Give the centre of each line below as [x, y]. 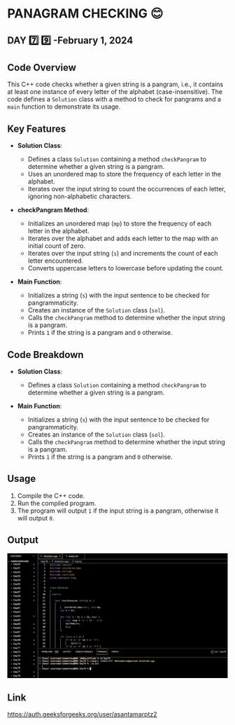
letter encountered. [56, 261]
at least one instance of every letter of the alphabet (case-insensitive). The [115, 92]
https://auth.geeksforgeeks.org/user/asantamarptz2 [82, 714]
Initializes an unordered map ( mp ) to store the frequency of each [120, 223]
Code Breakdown [45, 355]
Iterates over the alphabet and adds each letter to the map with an [123, 239]
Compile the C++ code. [51, 495]
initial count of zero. [56, 246]
